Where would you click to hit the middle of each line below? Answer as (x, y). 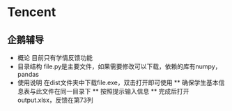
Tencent (32, 12)
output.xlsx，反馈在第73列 (55, 100)
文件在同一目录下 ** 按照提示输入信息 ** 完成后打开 (115, 91)
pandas (28, 74)
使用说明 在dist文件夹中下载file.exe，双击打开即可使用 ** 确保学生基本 (118, 82)
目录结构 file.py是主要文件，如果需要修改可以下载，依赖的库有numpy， (119, 66)
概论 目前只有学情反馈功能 (55, 58)
